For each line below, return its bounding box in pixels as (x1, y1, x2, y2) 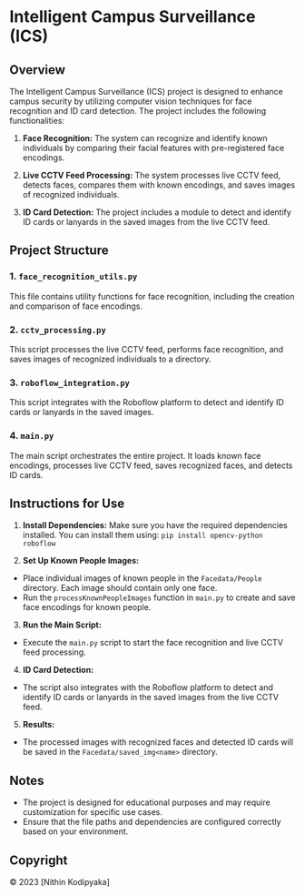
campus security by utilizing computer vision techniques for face (9, 96, 252, 107)
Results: (22, 719, 55, 730)
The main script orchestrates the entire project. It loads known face (9, 450, 261, 461)
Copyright (9, 852, 68, 868)
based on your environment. (22, 826, 129, 837)
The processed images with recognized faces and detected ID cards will (22, 737, 293, 748)
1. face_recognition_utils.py (9, 270, 138, 283)
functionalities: (9, 116, 65, 126)
